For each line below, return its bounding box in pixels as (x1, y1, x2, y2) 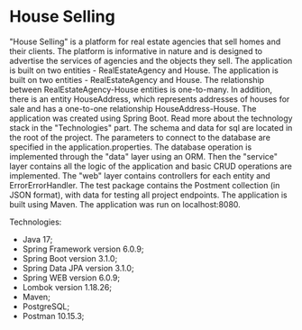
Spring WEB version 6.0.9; (22, 272, 120, 283)
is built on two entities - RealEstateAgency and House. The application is (9, 65, 279, 76)
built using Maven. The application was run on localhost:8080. (9, 198, 241, 209)
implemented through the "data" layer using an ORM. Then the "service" (9, 151, 278, 161)
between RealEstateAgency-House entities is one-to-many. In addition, (9, 84, 273, 95)
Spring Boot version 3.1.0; (22, 252, 118, 263)
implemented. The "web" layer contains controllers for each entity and (9, 170, 270, 181)
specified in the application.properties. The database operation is (9, 142, 252, 152)
